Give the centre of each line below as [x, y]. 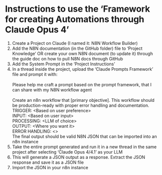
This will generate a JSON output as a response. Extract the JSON [79, 157]
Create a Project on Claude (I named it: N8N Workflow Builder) [75, 43]
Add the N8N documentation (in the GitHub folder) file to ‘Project [77, 48]
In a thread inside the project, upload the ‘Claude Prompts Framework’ [83, 69]
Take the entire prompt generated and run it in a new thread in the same [84, 147]
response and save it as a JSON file [48, 162]
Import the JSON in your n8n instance [50, 167]
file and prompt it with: [35, 74]
